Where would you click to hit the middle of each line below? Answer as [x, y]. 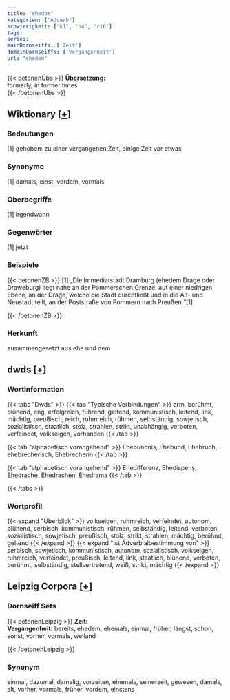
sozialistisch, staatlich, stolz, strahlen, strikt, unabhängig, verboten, [103, 426]
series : [18, 39]
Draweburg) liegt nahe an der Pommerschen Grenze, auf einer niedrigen [110, 287]
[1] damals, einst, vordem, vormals [56, 181]
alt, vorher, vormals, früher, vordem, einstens [71, 689]
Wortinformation [35, 390]
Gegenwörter [30, 232]
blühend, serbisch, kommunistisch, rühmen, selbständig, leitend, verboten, [113, 528]
